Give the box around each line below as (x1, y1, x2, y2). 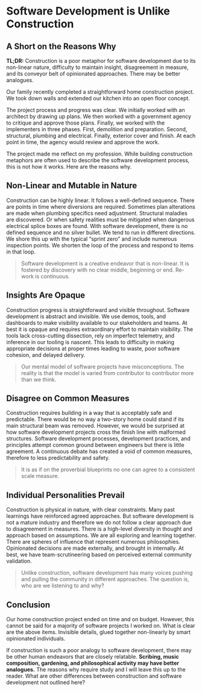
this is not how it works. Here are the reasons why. (6, 163, 132, 170)
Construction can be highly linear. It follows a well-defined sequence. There (6, 197, 195, 204)
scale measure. (21, 472, 59, 480)
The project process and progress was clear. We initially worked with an (6, 106, 185, 113)
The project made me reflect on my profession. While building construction (6, 150, 193, 157)
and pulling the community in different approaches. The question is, (21, 576, 190, 583)
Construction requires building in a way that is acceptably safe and (6, 410, 172, 417)
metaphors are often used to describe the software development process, (6, 157, 190, 164)
